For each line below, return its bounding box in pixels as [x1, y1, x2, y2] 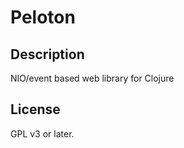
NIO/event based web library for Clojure [10, 72, 175, 84]
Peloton [10, 6, 76, 29]
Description [10, 46, 85, 63]
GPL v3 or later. [10, 127, 75, 140]
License [10, 101, 61, 118]
